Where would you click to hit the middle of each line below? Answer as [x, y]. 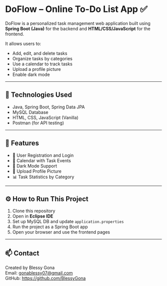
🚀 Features [22, 143]
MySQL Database [30, 112]
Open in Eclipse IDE [33, 216]
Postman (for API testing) [38, 123]
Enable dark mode [31, 74]
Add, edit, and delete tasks [40, 53]
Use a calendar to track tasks [42, 64]
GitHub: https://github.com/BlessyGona [45, 279]
